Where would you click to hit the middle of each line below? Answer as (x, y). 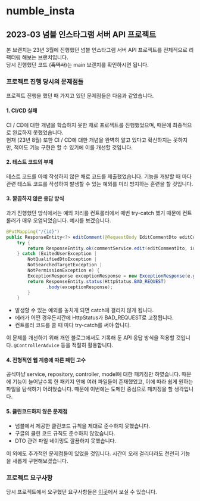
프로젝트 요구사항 (29, 478)
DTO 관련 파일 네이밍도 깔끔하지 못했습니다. (65, 441)
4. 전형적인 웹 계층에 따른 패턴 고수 (46, 360)
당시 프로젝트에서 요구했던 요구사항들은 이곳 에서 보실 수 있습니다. (82, 491)
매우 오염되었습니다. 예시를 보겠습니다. (66, 220)
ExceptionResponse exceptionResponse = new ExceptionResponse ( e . (110, 276)
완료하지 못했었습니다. (38, 132)
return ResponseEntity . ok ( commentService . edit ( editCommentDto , (107, 248)
